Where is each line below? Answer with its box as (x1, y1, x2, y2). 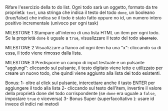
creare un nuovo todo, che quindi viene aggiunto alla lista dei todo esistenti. (5, 70, 161, 76)
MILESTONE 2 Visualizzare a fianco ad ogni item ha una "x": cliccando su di (5, 45, 161, 50)
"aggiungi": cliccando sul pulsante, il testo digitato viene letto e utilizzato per (5, 65, 163, 71)
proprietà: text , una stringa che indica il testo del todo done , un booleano (5, 9, 155, 15)
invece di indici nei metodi (5, 101, 59, 107)
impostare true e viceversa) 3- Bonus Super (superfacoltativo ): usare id (5, 96, 154, 102)
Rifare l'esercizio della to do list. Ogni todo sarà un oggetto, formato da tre (5, 4, 158, 10)
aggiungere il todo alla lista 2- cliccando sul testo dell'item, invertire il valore (5, 85, 162, 91)
